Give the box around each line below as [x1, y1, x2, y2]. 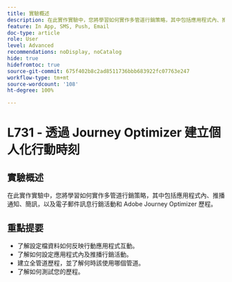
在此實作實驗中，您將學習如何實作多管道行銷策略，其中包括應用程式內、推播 [7, 191, 225, 200]
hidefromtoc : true [7, 61, 60, 68]
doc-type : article [7, 29, 60, 37]
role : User [7, 36, 39, 43]
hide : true [7, 55, 39, 62]
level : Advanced [7, 42, 54, 49]
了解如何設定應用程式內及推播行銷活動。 [17, 250, 133, 259]
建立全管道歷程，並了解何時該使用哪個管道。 [17, 259, 145, 267]
